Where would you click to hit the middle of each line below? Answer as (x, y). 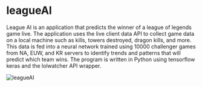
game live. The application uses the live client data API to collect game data (100, 33)
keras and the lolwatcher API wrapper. (54, 66)
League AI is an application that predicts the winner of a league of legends (99, 27)
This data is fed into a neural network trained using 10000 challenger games (101, 47)
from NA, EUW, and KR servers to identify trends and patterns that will (94, 53)
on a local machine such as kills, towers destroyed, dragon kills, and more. (99, 40)
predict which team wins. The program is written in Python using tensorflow (101, 59)
